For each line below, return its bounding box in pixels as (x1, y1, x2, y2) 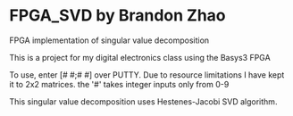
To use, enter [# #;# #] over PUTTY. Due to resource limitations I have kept (9, 69, 285, 80)
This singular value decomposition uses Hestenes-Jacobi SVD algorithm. (9, 95, 278, 107)
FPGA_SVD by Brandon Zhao (9, 5, 226, 26)
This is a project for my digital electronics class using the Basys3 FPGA (9, 52, 271, 62)
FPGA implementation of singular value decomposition (9, 35, 210, 46)
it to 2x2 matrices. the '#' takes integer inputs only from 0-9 (9, 79, 230, 89)
